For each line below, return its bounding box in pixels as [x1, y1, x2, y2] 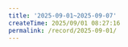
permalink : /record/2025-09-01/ [8, 26, 117, 34]
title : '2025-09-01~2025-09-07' [8, 11, 117, 20]
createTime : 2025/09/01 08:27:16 [8, 19, 121, 27]
